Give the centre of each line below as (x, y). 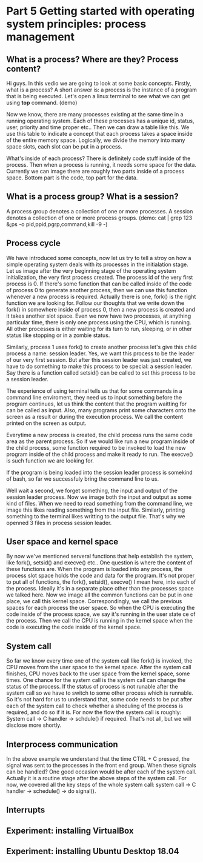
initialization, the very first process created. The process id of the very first (100, 277)
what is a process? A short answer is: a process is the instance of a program (101, 90)
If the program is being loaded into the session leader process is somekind (99, 472)
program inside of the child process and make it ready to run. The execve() (100, 454)
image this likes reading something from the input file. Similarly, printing (96, 510)
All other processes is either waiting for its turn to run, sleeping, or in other (99, 329)
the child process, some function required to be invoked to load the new (96, 447)
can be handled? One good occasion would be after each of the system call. (101, 772)
